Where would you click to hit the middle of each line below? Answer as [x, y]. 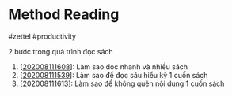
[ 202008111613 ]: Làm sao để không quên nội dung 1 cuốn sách [122, 83]
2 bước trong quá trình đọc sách [61, 51]
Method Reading [64, 15]
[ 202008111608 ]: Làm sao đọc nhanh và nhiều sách [104, 66]
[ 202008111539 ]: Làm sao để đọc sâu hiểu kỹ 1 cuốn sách [114, 75]
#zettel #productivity [42, 36]
